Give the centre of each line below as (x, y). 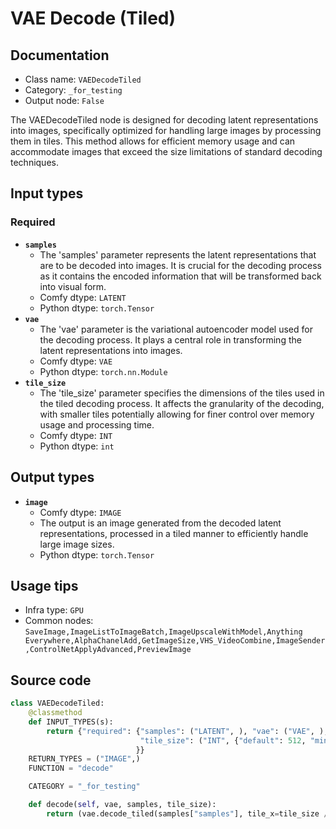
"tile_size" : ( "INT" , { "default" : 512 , (223, 740)
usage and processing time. (97, 424)
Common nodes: (59, 621)
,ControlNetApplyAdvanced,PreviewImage (108, 650)
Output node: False (64, 100)
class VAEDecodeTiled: (57, 703)
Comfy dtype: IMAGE (80, 512)
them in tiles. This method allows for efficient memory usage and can (153, 141)
